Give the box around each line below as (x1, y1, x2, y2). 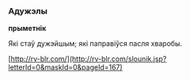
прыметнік (8, 24, 47, 33)
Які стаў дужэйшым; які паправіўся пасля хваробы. (8, 39, 183, 48)
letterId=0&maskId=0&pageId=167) (8, 63, 123, 72)
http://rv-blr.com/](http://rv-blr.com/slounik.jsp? (10, 54, 167, 64)
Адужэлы (8, 6, 47, 17)
